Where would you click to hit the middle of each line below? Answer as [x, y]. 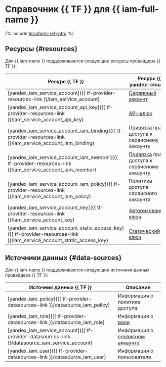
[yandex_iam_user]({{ [33, 351]
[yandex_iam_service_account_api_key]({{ [57, 107]
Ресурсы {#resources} [41, 49]
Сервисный [143, 93]
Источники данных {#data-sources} [63, 258]
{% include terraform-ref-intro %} [40, 33]
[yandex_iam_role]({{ [32, 316]
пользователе [135, 357]
